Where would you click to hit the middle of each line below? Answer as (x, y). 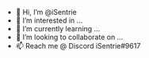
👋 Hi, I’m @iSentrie (46, 12)
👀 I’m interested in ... (49, 20)
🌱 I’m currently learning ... (58, 29)
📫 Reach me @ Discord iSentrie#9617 (78, 46)
